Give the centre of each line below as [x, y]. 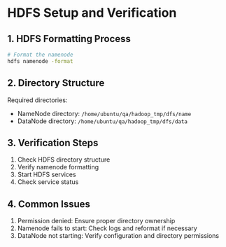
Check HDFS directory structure [64, 160]
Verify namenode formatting [58, 167]
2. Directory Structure [56, 83]
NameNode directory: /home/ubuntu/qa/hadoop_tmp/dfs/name [104, 113]
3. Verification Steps [53, 142]
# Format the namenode [40, 55]
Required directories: [37, 100]
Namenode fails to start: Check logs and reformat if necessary [107, 228]
